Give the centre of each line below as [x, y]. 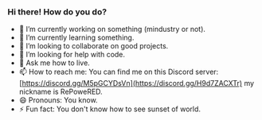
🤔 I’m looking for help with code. [72, 55]
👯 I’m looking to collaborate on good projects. [94, 46]
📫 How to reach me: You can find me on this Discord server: [119, 72]
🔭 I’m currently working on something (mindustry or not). [112, 29]
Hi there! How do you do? [57, 12]
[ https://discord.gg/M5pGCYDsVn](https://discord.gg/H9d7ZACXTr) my [137, 83]
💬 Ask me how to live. [55, 63]
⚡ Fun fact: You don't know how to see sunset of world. [109, 109]
